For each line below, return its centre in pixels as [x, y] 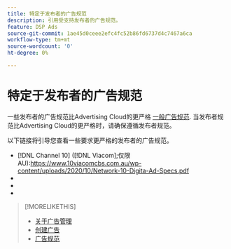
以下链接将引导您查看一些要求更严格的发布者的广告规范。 [90, 140]
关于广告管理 [53, 221]
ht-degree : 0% [28, 53]
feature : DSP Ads [33, 27]
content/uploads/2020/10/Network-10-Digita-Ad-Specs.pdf [103, 170]
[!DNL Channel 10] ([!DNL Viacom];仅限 [74, 155]
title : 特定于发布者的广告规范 [47, 14]
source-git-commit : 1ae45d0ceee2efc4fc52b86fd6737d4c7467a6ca [100, 33]
